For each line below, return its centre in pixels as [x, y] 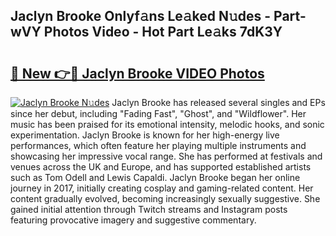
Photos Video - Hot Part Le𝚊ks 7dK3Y [163, 32]
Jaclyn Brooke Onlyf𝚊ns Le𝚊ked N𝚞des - [141, 16]
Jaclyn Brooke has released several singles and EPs [218, 102]
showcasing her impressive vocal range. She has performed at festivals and [166, 156]
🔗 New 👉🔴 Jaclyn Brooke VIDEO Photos [137, 73]
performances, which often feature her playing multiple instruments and [158, 145]
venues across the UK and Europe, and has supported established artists [161, 167]
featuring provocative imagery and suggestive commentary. [133, 220]
